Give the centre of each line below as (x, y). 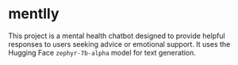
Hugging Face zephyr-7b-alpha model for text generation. (102, 52)
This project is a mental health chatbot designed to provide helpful (117, 36)
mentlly (34, 14)
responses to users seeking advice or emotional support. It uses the (119, 44)
